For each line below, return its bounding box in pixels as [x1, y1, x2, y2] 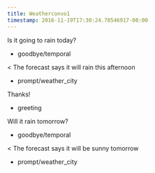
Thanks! [7, 90, 31, 98]
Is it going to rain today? [7, 36, 77, 44]
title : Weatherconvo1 [7, 10, 71, 17]
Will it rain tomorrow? [7, 116, 68, 126]
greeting [17, 103, 42, 112]
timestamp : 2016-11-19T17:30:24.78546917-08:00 [7, 17, 149, 24]
